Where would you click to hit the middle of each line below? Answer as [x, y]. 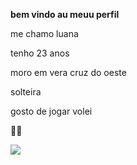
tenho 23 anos [40, 53]
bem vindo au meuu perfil [65, 14]
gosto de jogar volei [51, 111]
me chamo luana [44, 33]
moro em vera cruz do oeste [68, 72]
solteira [26, 92]
